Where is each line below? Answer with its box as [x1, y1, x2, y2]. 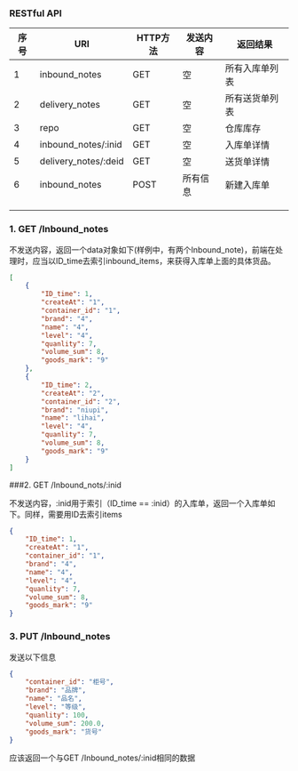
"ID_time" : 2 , [41, 381, 93, 390]
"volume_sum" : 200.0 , [25, 719, 105, 727]
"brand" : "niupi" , [41, 406, 109, 414]
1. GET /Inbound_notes [9, 223, 109, 236]
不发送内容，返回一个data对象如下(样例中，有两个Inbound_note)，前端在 [9, 244, 276, 255]
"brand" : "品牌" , [25, 686, 87, 695]
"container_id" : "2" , [41, 397, 122, 406]
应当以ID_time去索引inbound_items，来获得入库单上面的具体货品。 [32, 255, 277, 266]
